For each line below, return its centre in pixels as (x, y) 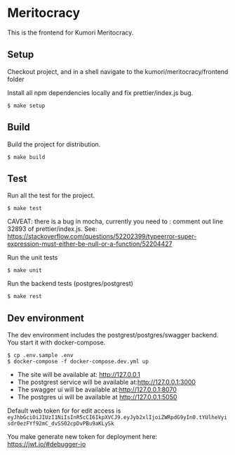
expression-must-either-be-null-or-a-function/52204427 (90, 244)
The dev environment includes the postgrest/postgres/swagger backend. (113, 335)
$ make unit (25, 270)
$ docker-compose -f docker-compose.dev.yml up (78, 362)
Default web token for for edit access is (64, 411)
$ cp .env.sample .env (40, 356)
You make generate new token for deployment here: (82, 437)
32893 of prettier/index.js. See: (52, 229)
